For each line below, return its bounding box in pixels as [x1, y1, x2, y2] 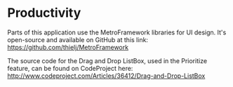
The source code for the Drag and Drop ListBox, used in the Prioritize [7, 56, 208, 65]
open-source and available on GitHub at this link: [7, 35, 149, 43]
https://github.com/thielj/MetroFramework [7, 43, 128, 51]
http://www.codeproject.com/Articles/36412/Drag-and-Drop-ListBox [7, 72, 206, 80]
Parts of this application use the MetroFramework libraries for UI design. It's [7, 28, 227, 36]
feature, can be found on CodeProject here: [7, 64, 133, 72]
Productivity [7, 5, 81, 21]
